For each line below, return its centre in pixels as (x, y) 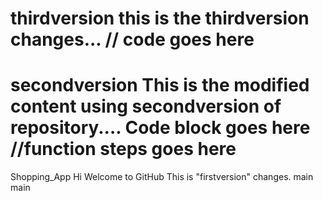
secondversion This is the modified (160, 85)
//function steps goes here (123, 149)
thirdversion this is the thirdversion (160, 18)
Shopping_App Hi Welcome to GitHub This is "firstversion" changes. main (162, 177)
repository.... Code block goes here (160, 128)
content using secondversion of (146, 106)
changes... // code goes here (132, 39)
